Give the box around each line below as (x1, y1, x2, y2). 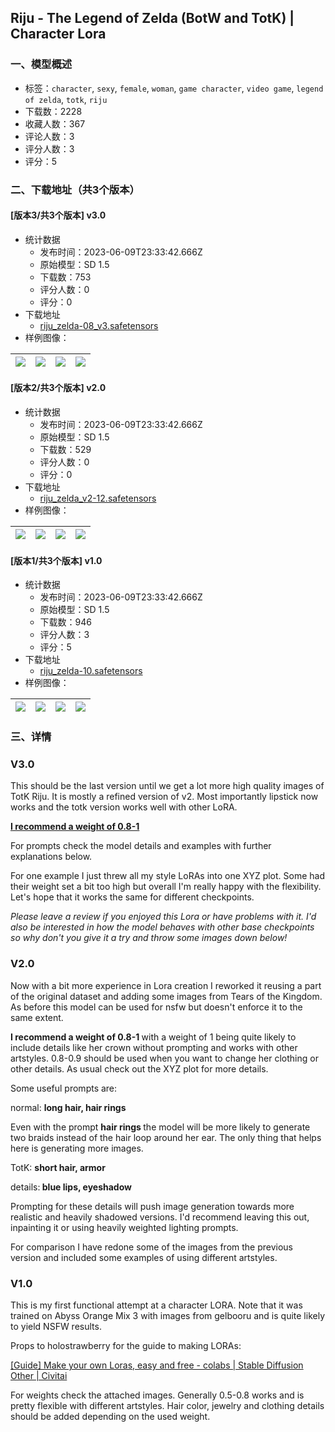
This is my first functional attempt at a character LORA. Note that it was (10, 1299, 303, 1311)
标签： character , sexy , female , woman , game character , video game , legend (24, 82, 324, 94)
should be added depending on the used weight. (10, 1411, 211, 1423)
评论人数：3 (24, 130, 75, 142)
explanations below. (10, 851, 93, 863)
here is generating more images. (10, 1142, 144, 1154)
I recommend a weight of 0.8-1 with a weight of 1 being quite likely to (10, 1031, 297, 1043)
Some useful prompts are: (10, 1082, 118, 1094)
